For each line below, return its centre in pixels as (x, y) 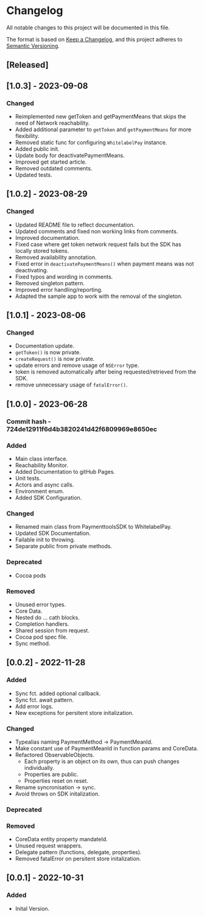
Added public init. (37, 149)
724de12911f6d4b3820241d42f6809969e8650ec (82, 429)
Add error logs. (34, 706)
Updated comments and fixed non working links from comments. (97, 231)
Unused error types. (40, 604)
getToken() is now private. (48, 352)
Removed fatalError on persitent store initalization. (78, 859)
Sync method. (33, 643)
